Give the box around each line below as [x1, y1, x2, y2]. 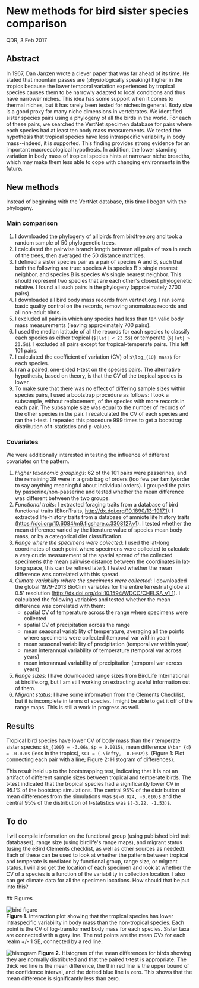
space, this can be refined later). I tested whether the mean [27, 564, 172, 572]
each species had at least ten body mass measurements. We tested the [6, 126, 181, 134]
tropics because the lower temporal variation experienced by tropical [6, 82, 175, 89]
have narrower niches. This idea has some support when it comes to [6, 95, 174, 102]
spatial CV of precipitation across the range [23, 622, 131, 629]
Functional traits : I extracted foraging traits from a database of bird [14, 501, 179, 508]
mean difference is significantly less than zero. [6, 974, 121, 982]
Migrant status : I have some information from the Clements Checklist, [14, 691, 185, 699]
